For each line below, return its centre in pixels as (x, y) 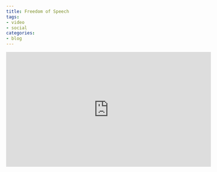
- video (15, 22)
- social (17, 28)
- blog (14, 38)
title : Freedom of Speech (37, 11)
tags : (13, 17)
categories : (20, 33)
